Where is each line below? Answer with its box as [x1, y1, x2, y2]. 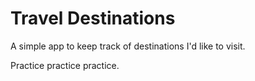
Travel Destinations [10, 7, 176, 30]
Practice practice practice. [10, 59, 120, 71]
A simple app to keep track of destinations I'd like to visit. [10, 40, 246, 52]
